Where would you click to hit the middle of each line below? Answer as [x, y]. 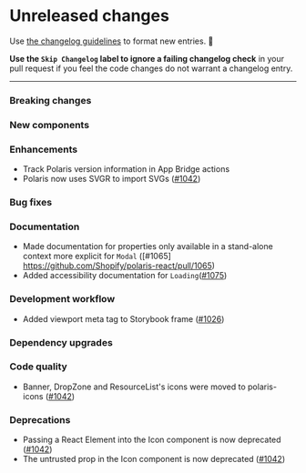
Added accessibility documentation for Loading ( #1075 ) [125, 276]
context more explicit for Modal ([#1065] [97, 257]
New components [49, 125]
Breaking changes [51, 100]
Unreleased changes [90, 16]
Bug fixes [31, 202]
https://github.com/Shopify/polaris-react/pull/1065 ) [119, 266]
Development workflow [62, 299]
